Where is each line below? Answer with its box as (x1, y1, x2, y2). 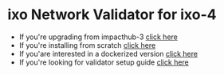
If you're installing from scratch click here (18, 40, 156, 49)
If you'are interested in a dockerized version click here (18, 49, 198, 58)
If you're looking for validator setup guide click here (18, 57, 189, 67)
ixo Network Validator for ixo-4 (7, 6, 217, 24)
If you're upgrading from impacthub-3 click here (18, 32, 179, 41)
